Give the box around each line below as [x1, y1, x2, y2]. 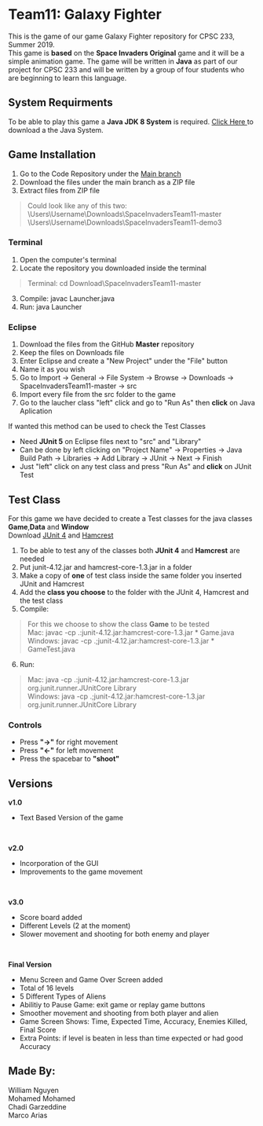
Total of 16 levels [19, 984, 75, 993]
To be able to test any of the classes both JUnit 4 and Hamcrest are [19, 545, 241, 555]
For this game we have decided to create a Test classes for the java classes [8, 513, 253, 523]
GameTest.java [27, 644, 76, 654]
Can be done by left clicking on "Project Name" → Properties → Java [19, 446, 243, 455]
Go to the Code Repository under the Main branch [19, 169, 182, 178]
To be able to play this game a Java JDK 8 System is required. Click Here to [8, 116, 254, 127]
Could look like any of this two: [27, 200, 127, 210]
